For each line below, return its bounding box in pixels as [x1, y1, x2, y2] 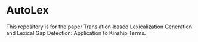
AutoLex [6, 4, 49, 17]
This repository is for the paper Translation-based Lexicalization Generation [6, 23, 193, 30]
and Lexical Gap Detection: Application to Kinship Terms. [6, 29, 146, 36]
